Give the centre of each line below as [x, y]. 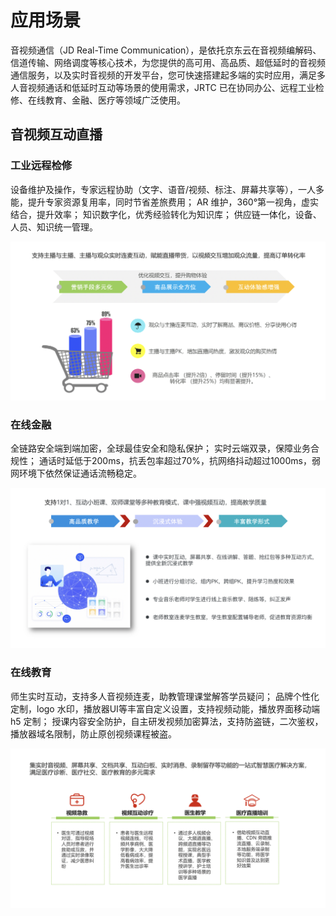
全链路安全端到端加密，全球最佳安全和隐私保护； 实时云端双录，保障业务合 [165, 448]
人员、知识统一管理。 [54, 227]
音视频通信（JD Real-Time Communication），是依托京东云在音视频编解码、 [166, 50]
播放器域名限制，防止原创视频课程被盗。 [93, 733]
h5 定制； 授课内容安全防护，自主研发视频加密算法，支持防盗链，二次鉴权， [167, 721]
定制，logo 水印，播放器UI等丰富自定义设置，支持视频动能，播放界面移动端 [165, 708]
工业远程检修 [41, 166]
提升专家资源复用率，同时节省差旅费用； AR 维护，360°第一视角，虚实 [173, 202]
